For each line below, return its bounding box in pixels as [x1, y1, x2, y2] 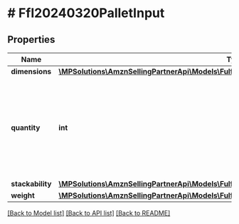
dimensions [11, 66, 52, 76]
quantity [11, 123, 41, 133]
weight [11, 190, 36, 200]
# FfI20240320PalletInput [7, 5, 165, 21]
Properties [7, 34, 55, 46]
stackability [11, 179, 52, 188]
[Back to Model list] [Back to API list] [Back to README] [7, 209, 171, 217]
